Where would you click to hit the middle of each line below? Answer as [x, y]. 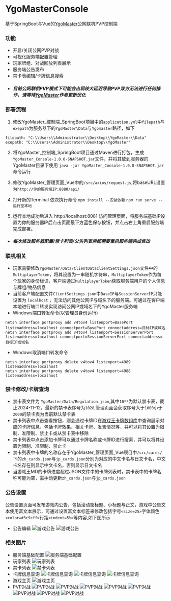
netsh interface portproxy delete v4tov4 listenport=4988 [68, 371]
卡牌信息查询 [26, 574]
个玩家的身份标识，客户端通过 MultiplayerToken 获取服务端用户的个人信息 [89, 281]
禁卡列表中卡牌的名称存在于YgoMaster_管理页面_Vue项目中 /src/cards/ [87, 452]
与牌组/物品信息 [29, 287]
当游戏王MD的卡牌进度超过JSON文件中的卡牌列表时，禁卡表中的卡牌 [85, 472]
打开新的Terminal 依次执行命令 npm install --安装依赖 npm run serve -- [88, 199]
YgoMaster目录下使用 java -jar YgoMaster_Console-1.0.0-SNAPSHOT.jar [88, 165]
